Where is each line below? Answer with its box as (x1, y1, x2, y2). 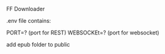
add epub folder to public (6, 41, 70, 48)
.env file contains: (6, 17, 51, 24)
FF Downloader (6, 6, 45, 12)
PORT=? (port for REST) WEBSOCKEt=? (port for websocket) (6, 29, 159, 36)
